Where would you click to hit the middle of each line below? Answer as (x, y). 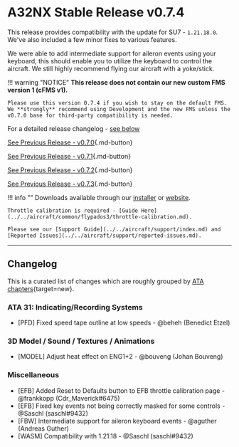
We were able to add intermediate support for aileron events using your (112, 53)
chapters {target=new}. (41, 288)
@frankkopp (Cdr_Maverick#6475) (69, 398)
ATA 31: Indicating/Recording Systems (75, 307)
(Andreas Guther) (43, 428)
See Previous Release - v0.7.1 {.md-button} (69, 156)
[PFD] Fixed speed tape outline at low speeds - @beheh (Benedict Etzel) (124, 323)
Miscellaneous (33, 375)
